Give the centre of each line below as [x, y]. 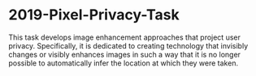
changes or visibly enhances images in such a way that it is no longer [125, 54]
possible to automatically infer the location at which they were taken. [123, 63]
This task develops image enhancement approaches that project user [125, 37]
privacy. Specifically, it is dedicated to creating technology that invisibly [128, 45]
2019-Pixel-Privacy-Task [94, 15]
